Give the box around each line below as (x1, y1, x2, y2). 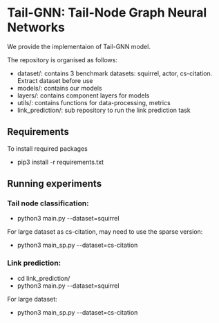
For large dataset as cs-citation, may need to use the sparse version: (7, 228, 203, 236)
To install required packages (7, 144, 88, 153)
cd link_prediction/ (17, 274, 70, 282)
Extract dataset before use (17, 76, 93, 84)
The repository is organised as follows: (7, 55, 117, 64)
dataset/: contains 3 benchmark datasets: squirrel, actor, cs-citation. (17, 69, 213, 77)
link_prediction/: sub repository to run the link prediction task (17, 106, 191, 114)
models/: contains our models (17, 84, 102, 92)
